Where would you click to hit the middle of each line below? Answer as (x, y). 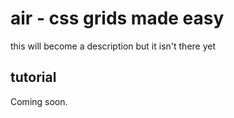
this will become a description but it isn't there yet (113, 46)
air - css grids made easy (117, 18)
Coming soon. (39, 101)
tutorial (33, 77)
